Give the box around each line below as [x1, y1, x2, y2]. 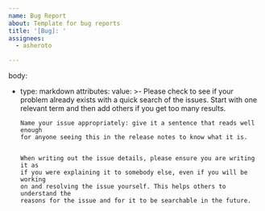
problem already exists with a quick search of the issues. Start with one [19, 95, 258, 105]
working [19, 176, 46, 184]
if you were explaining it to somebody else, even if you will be [19, 168, 248, 177]
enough [19, 126, 43, 134]
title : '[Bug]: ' [8, 27, 67, 35]
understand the [19, 190, 72, 198]
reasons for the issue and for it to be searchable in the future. [19, 197, 251, 205]
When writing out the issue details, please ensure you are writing [19, 155, 255, 163]
